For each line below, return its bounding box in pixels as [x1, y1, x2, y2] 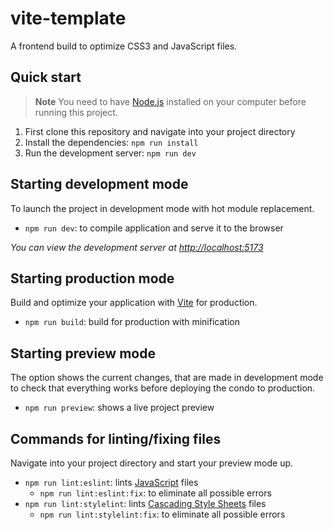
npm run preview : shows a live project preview [24, 402, 215, 414]
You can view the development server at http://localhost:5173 [10, 241, 264, 253]
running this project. [34, 106, 118, 118]
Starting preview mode [10, 345, 156, 362]
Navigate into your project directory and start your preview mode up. [10, 457, 294, 469]
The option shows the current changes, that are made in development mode [10, 372, 324, 384]
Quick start [10, 69, 82, 86]
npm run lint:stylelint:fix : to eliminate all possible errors [39, 508, 286, 520]
